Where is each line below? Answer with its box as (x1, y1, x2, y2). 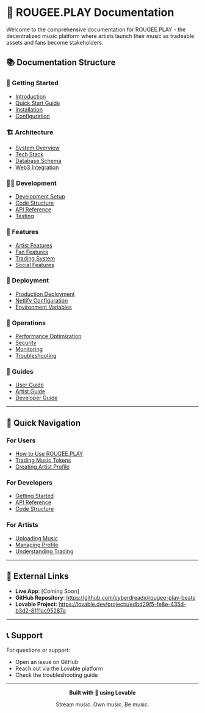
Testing (15, 213, 35, 220)
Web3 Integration (15, 164, 59, 171)
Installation (15, 105, 43, 113)
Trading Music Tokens (15, 456, 71, 464)
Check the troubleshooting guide (15, 671, 98, 679)
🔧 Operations (6, 319, 46, 327)
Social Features (15, 261, 55, 268)
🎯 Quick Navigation (6, 418, 81, 428)
